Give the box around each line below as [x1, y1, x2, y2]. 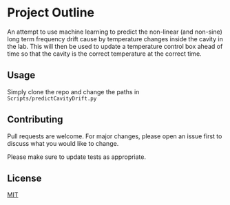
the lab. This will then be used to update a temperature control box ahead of [7, 42, 223, 50]
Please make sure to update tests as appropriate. [7, 153, 147, 161]
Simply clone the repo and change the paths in [7, 87, 140, 96]
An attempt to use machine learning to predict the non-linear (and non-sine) [7, 28, 222, 36]
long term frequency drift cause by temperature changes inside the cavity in [7, 34, 224, 43]
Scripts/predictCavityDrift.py [7, 95, 97, 102]
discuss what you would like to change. [7, 139, 119, 147]
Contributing [7, 114, 63, 125]
